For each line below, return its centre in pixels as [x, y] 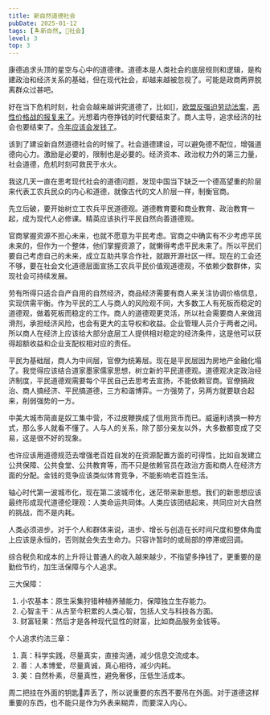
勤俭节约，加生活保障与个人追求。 [65, 567]
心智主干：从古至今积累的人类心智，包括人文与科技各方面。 [119, 611]
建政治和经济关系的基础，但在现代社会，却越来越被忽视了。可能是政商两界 [131, 80]
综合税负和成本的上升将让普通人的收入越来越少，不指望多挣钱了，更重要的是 [135, 557]
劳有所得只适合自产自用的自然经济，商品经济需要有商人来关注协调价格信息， [135, 293]
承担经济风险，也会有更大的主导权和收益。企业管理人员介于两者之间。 [145, 324]
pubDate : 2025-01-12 [43, 23]
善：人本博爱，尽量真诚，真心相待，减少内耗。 [97, 666]
